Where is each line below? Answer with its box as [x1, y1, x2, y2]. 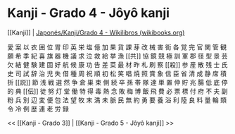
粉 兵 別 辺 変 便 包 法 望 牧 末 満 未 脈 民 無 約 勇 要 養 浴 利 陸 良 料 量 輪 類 [7, 95, 227, 104]
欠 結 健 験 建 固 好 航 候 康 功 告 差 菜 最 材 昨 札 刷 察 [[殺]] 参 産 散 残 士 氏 [7, 60, 228, 68]
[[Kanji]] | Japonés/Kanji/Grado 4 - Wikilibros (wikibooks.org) [7, 28, 185, 37]
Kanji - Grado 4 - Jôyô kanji [7, 5, 170, 21]
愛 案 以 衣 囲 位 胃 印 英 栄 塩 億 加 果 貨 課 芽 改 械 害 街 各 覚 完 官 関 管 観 [7, 42, 227, 51]
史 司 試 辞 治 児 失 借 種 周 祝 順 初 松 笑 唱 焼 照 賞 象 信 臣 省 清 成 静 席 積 [7, 69, 227, 78]
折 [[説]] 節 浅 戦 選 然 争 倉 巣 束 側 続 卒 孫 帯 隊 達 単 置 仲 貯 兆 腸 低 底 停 [7, 78, 228, 86]
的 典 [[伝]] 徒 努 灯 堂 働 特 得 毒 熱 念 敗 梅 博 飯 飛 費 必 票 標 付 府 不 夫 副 [7, 87, 228, 95]
